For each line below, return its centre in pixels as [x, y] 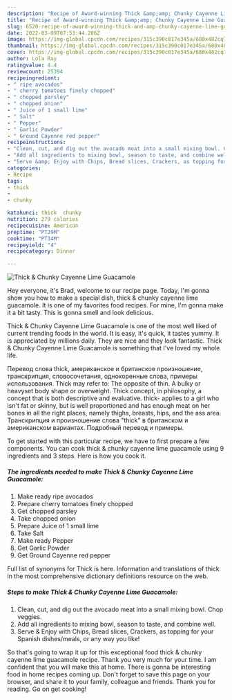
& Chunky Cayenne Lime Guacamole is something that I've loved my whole [114, 348]
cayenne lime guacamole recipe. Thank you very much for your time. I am [112, 660]
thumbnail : [23, 46]
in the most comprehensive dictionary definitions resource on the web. [108, 576]
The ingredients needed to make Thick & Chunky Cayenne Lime [100, 472]
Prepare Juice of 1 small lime [58, 526]
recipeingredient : [33, 78]
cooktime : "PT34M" [33, 239]
